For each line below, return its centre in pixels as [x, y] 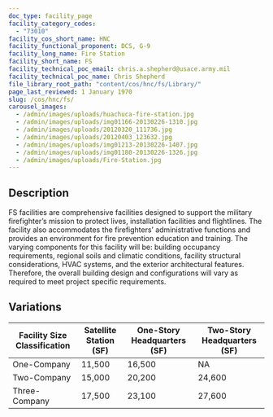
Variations [35, 307]
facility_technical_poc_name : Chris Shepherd [87, 77]
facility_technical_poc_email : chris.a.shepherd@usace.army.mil [119, 69]
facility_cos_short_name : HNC [60, 39]
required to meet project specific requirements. [87, 282]
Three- [26, 390]
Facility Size [43, 335]
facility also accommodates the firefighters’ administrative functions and [130, 230]
